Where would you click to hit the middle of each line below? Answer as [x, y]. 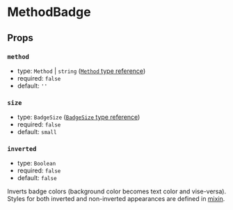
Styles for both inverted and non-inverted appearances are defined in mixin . [116, 199]
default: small [37, 132]
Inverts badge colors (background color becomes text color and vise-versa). [117, 191]
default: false [37, 178]
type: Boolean [37, 163]
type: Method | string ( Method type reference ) [81, 71]
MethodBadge [49, 12]
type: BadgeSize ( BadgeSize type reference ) [79, 117]
